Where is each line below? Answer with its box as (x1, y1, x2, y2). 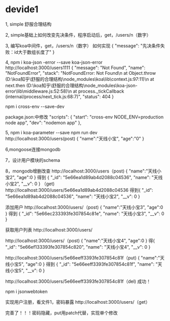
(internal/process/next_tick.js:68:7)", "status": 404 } (5, 93, 114, 100)
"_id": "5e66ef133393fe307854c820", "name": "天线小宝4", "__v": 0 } (5, 244, 151, 250)
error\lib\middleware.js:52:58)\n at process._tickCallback (5, 88, 125, 94)
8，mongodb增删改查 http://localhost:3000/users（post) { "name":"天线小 (5, 168, 162, 174)
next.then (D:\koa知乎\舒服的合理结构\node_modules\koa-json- (5, 82, 138, 89)
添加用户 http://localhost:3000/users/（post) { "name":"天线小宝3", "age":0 (5, 204, 163, 210)
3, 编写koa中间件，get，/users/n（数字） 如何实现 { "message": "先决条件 (5, 42, 161, 49)
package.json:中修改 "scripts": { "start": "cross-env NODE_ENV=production (5, 113, 164, 120)
